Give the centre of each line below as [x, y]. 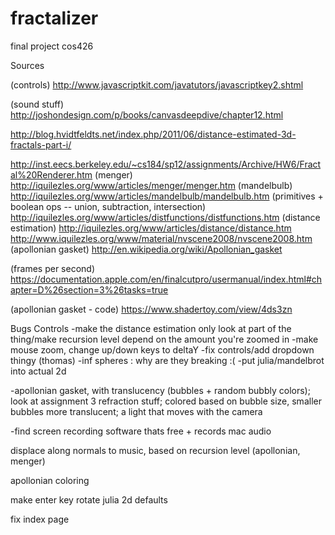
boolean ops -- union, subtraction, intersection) [108, 206]
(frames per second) [53, 268]
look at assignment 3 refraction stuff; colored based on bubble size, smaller [166, 401]
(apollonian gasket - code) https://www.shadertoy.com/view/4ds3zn [151, 309]
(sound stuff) [37, 104]
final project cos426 [52, 46]
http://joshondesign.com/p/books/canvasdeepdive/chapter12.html [147, 114]
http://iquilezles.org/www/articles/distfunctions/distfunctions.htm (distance [165, 217]
